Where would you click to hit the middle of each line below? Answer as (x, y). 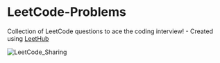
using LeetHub (28, 38)
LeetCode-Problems (67, 12)
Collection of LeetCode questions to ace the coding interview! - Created (110, 31)
